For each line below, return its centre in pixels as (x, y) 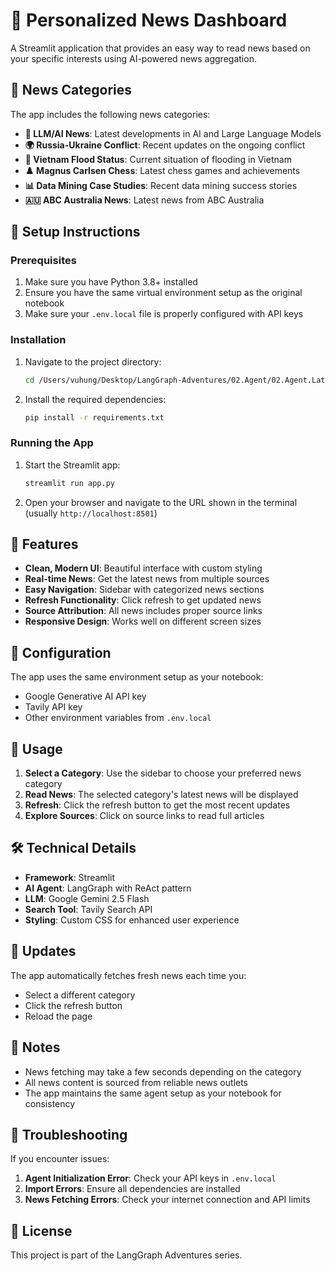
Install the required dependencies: (95, 399)
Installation (38, 340)
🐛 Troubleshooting (69, 1134)
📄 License (41, 1230)
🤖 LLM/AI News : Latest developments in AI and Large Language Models (173, 133)
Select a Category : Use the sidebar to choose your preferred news (163, 773)
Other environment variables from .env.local (118, 718)
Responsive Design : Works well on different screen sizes (143, 621)
